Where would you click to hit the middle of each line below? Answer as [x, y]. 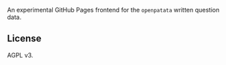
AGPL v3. [20, 55]
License [24, 39]
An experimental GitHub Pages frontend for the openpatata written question [113, 10]
